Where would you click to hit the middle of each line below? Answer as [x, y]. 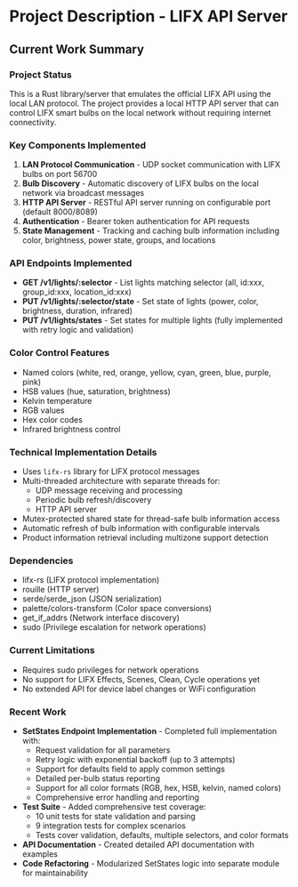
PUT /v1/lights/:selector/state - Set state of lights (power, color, [141, 302]
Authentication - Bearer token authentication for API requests [136, 222]
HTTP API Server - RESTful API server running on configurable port [146, 203]
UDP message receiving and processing [109, 490]
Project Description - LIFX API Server [149, 16]
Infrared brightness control [71, 429]
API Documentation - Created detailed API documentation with [138, 844]
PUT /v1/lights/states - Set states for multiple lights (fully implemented [152, 320]
